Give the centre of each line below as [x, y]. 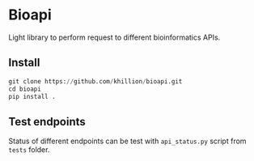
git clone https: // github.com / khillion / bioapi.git [95, 81]
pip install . [32, 96]
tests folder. [29, 150]
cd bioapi [25, 89]
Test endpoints [47, 122]
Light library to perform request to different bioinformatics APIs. [114, 37]
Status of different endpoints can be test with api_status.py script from [127, 141]
